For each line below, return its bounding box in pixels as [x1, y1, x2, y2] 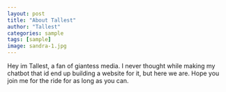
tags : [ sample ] [7, 36, 52, 43]
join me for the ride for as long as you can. [7, 77, 129, 84]
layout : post [7, 10, 45, 17]
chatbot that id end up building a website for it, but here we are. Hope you [7, 69, 220, 77]
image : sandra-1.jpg [7, 43, 68, 49]
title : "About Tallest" [7, 17, 77, 24]
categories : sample [7, 29, 64, 37]
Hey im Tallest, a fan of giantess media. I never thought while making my [7, 62, 216, 70]
